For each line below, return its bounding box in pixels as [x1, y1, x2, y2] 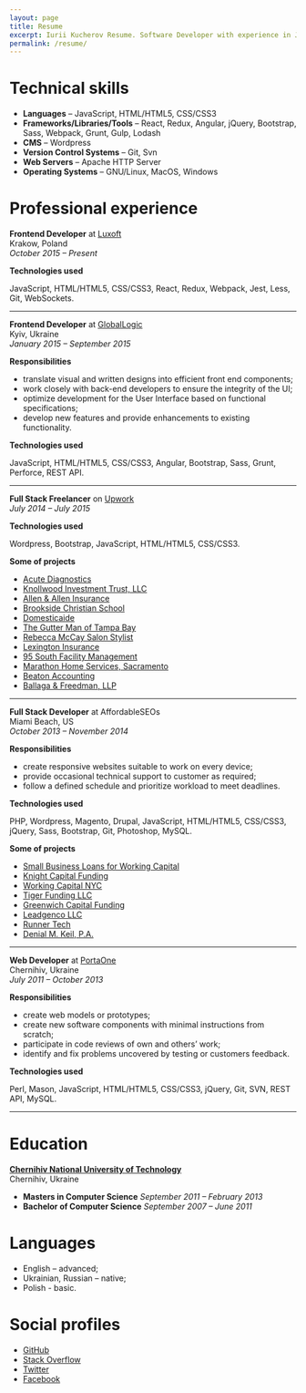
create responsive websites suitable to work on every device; [22, 761, 253, 772]
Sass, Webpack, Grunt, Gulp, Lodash [22, 128, 161, 139]
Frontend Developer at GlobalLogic [9, 319, 143, 330]
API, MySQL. [9, 1093, 57, 1104]
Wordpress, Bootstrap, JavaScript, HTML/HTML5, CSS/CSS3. [9, 539, 240, 550]
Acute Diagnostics [22, 573, 92, 584]
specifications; [22, 403, 79, 414]
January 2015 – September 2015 [9, 338, 131, 349]
